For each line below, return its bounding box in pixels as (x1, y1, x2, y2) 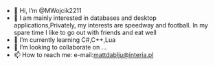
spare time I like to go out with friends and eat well (13, 28, 157, 36)
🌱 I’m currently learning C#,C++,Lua (13, 36, 116, 44)
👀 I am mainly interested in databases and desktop (13, 14, 157, 22)
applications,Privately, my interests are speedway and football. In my (13, 21, 208, 29)
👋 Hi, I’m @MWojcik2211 (13, 7, 82, 14)
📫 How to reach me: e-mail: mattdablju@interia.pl (13, 51, 154, 58)
